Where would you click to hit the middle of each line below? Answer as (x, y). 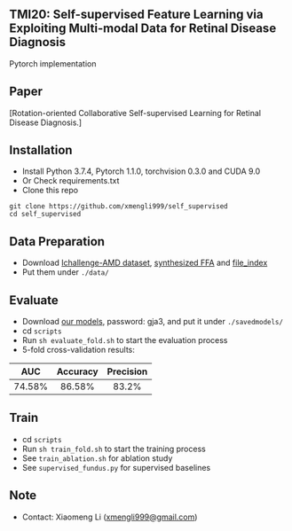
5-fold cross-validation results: (79, 350)
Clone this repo (50, 191)
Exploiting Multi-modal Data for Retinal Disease (143, 29)
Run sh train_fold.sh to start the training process (114, 449)
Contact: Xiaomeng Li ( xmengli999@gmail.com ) (110, 517)
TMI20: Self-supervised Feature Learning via (136, 15)
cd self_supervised (45, 215)
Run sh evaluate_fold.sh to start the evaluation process (125, 340)
